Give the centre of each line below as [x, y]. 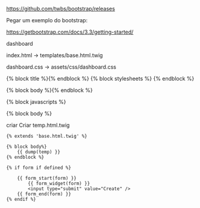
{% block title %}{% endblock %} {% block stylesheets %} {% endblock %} [100, 78]
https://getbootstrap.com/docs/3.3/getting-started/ [70, 32]
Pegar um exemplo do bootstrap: [47, 20]
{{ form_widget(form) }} [59, 183]
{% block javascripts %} [36, 102]
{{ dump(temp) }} [39, 152]
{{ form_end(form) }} [44, 194]
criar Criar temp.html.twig [38, 125]
